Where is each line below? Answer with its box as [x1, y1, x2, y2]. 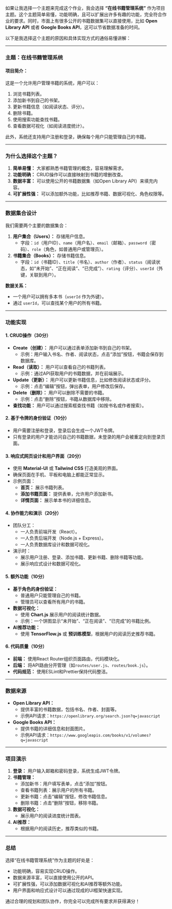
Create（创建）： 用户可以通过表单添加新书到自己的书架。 [12, 344, 135, 350]
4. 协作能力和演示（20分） [5, 510, 61, 516]
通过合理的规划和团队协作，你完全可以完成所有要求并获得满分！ [5, 898, 140, 904]
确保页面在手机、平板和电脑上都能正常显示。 [12, 471, 107, 478]
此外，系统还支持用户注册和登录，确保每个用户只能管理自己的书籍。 [5, 134, 149, 140]
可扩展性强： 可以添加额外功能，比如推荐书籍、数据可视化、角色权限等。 [12, 191, 167, 197]
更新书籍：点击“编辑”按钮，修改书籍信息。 [20, 794, 110, 800]
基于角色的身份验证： [12, 586, 58, 592]
